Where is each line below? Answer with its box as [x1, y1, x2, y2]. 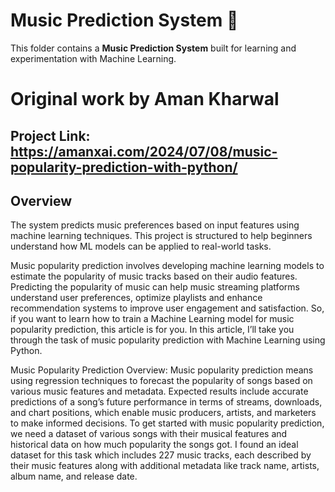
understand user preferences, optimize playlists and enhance [10, 292, 263, 304]
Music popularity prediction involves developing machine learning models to [10, 260, 325, 272]
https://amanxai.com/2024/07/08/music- [10, 143, 278, 160]
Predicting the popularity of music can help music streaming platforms [10, 281, 300, 293]
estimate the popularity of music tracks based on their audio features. [10, 270, 298, 283]
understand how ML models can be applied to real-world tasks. [10, 240, 272, 253]
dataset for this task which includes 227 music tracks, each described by [10, 449, 312, 461]
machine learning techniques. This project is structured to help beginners [10, 230, 313, 242]
